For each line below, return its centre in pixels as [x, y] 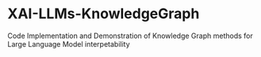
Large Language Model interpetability [69, 44]
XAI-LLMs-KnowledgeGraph [104, 14]
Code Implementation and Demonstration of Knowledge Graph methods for [130, 36]
